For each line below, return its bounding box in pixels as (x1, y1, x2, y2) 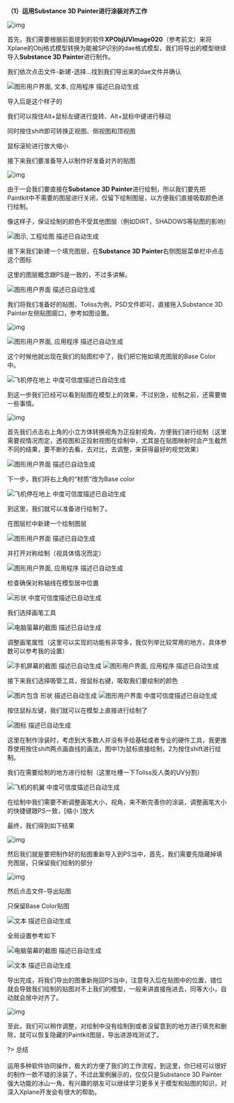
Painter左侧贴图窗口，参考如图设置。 (7, 309, 114, 317)
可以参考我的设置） (13, 647, 68, 655)
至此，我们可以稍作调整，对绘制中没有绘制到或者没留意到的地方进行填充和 (7, 1022, 221, 1030)
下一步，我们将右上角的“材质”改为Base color (7, 475, 135, 483)
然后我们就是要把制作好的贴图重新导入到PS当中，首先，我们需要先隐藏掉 (7, 850, 217, 858)
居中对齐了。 (25, 993, 63, 1002)
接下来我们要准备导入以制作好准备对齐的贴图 (7, 156, 136, 165)
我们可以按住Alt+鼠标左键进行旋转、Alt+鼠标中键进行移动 (7, 112, 171, 120)
